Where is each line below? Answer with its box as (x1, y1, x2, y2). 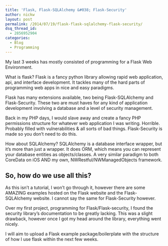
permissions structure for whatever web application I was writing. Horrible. (5, 120, 160, 126)
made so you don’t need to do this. (5, 131, 77, 137)
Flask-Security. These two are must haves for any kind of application (5, 99, 148, 106)
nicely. (5, 221, 19, 227)
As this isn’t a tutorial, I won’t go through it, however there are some (5, 184, 145, 191)
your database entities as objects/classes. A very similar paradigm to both (5, 151, 159, 157)
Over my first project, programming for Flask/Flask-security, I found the (5, 205, 153, 211)
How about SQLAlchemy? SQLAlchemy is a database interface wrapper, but (5, 141, 162, 147)
